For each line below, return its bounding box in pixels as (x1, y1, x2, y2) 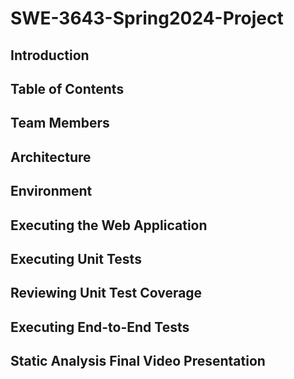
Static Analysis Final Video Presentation (10, 353, 266, 370)
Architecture (10, 148, 92, 166)
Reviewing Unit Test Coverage (10, 285, 203, 302)
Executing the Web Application (10, 217, 208, 234)
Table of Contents (10, 80, 125, 97)
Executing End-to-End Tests (10, 318, 190, 336)
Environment (10, 183, 93, 200)
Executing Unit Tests (10, 250, 142, 267)
